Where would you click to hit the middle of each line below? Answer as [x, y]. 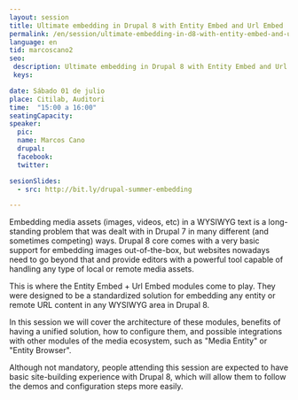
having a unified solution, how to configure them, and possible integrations [145, 332]
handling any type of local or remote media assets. [102, 269]
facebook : [35, 157]
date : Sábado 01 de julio [57, 91]
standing [25, 232]
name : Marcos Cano [51, 141]
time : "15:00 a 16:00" [53, 107]
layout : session [39, 17]
